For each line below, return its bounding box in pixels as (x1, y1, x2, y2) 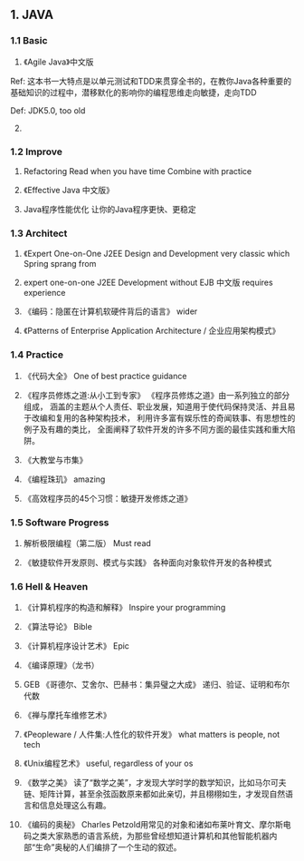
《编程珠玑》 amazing (23, 474, 106, 484)
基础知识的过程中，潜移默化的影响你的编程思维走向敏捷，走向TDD (10, 86, 257, 98)
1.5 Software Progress (10, 516, 109, 529)
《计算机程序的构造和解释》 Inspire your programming (23, 602, 226, 613)
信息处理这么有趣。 (39, 800, 111, 811)
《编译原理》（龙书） (23, 660, 100, 670)
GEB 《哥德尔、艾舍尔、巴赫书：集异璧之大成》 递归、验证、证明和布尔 (23, 680, 290, 690)
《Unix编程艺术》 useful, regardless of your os (23, 758, 194, 769)
